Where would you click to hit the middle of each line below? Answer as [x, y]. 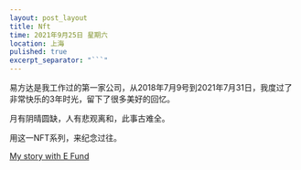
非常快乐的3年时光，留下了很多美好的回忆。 [92, 99]
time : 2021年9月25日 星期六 [59, 35]
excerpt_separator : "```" [59, 60]
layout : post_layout [49, 18]
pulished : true [38, 52]
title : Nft [30, 27]
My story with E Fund [49, 156]
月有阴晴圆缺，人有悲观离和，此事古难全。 [90, 118]
